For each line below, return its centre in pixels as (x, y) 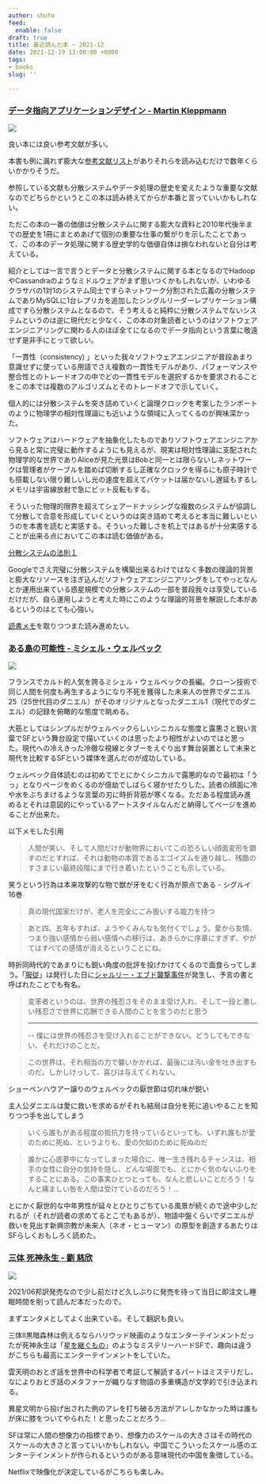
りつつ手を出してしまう (46, 1116)
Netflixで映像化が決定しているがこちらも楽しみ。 (88, 1471)
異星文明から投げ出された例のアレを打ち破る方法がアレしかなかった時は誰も (133, 1408)
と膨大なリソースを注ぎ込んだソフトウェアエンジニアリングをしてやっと (126, 579)
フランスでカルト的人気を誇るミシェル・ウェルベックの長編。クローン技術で (133, 682)
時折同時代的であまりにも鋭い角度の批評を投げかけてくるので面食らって (126, 965)
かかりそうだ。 (39, 170)
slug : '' (23, 74)
